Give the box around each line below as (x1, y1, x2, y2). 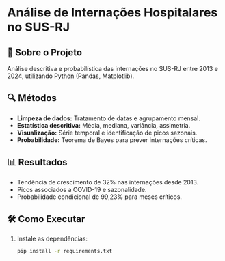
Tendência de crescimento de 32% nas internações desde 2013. (16, 178, 199, 186)
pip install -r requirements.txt (16, 248, 113, 255)
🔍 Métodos (7, 92, 57, 104)
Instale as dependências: (16, 234, 88, 243)
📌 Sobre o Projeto (7, 46, 83, 58)
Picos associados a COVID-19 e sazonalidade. (16, 185, 147, 193)
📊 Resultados (7, 156, 68, 168)
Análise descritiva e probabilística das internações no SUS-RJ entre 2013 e (7, 65, 219, 72)
